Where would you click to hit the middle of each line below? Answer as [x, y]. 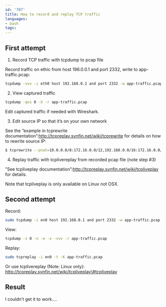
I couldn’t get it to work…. [31, 299]
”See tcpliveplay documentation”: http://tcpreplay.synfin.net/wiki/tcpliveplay [82, 169]
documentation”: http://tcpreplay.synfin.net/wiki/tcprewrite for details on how [83, 136]
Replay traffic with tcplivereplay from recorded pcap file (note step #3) [84, 159]
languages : [16, 19]
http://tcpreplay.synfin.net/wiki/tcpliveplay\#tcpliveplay [61, 272]
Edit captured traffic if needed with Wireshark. [52, 111]
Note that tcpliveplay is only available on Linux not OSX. [62, 184]
